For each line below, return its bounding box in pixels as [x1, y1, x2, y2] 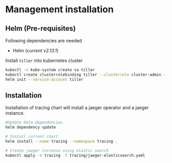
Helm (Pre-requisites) [5, 24, 76, 33]
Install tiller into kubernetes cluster [5, 57, 83, 64]
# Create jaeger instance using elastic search [5, 148, 109, 153]
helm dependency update [5, 125, 56, 130]
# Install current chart [5, 134, 58, 139]
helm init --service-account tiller [5, 77, 83, 82]
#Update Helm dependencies [5, 120, 63, 125]
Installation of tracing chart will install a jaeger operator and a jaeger [5, 105, 149, 111]
